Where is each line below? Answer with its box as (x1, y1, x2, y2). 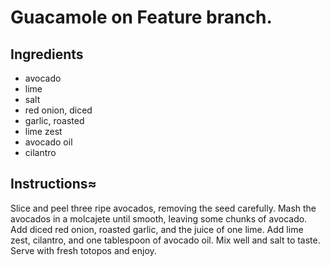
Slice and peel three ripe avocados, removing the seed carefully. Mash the (10, 202, 317, 214)
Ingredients (10, 46, 84, 63)
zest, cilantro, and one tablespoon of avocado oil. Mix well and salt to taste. (10, 234, 321, 246)
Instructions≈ (10, 176, 97, 193)
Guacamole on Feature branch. (10, 6, 273, 29)
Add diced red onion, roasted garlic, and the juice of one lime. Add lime (10, 223, 304, 235)
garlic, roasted (24, 115, 85, 126)
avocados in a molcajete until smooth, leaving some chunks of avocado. (10, 212, 308, 225)
